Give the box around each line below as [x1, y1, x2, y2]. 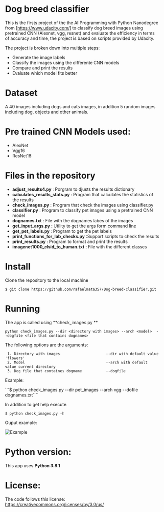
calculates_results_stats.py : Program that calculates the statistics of [12, 191, 154, 197]
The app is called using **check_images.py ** [5, 319, 98, 325]
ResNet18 [12, 152, 32, 158]
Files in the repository [5, 170, 95, 181]
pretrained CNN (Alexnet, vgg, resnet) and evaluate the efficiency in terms [5, 30, 155, 36]
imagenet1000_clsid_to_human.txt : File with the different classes [12, 243, 147, 249]
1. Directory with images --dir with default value [7, 351, 159, 356]
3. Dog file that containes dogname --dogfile [7, 368, 126, 373]
